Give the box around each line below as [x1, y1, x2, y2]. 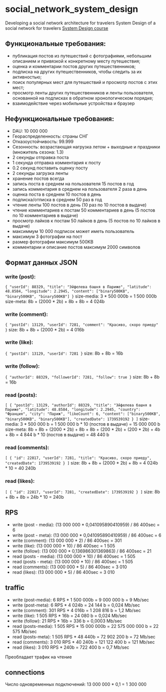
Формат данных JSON [5, 258, 78, 267]
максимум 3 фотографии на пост [12, 233, 83, 239]
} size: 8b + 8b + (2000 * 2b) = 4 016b [5, 326, 85, 332]
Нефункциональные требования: [5, 115, 114, 123]
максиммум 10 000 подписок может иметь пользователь [12, 228, 135, 234]
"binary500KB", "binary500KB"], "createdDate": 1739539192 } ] [5, 417, 139, 422]
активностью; [12, 74, 42, 80]
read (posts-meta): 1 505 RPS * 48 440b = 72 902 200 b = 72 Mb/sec [12, 633, 156, 639]
